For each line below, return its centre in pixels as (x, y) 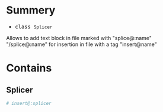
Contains (29, 68)
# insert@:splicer (29, 103)
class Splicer (33, 27)
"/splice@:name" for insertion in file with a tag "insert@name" (81, 44)
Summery (31, 10)
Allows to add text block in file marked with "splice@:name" (79, 38)
